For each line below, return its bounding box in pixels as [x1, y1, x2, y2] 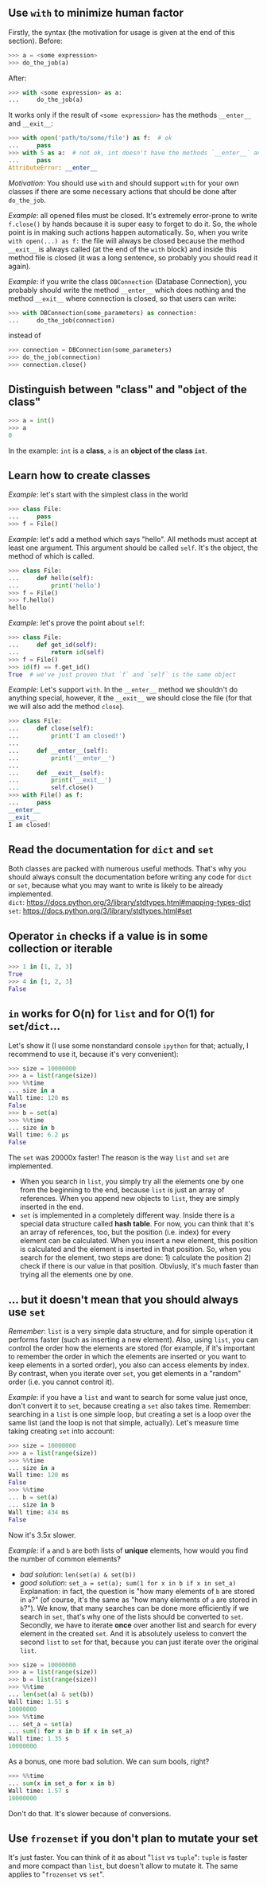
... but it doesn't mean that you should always [8, 1292, 239, 1306]
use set [8, 1305, 46, 1319]
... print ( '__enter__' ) [8, 754, 115, 762]
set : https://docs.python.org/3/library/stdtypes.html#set [8, 906, 192, 916]
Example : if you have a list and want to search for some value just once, [8, 1392, 249, 1402]
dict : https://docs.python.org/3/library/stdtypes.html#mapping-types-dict [8, 898, 251, 907]
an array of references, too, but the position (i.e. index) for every [19, 1227, 231, 1237]
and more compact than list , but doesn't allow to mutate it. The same [8, 1862, 238, 1871]
